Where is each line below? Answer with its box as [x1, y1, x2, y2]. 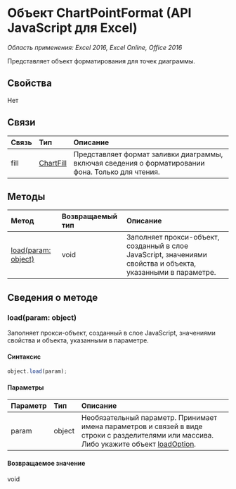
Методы [7, 190, 46, 202]
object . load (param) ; [7, 368, 68, 375]
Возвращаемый [61, 211, 118, 221]
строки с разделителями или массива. [81, 431, 214, 440]
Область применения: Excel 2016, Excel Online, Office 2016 [7, 43, 183, 51]
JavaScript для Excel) [7, 20, 138, 36]
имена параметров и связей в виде [81, 421, 203, 431]
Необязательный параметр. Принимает [81, 413, 218, 423]
